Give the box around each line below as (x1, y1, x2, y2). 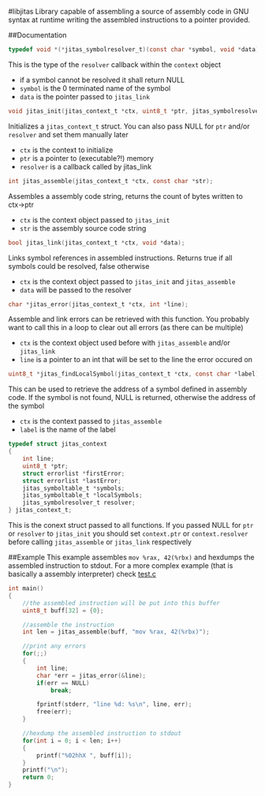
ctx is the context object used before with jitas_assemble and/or (19, 338, 230, 348)
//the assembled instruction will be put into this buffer (22, 599, 221, 607)
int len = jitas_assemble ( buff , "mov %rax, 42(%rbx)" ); (22, 628, 211, 636)
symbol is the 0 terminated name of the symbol (19, 83, 171, 93)
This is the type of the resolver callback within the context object (8, 59, 222, 69)
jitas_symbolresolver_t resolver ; (22, 499, 136, 507)
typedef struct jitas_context (8, 440, 108, 448)
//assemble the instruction (22, 621, 114, 629)
